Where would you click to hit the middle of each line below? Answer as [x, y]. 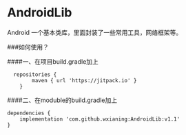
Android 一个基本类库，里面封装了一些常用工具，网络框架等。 [95, 32]
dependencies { [29, 113]
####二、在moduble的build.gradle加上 [62, 100]
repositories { [35, 74]
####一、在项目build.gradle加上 [53, 61]
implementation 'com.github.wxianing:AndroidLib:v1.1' [100, 119]
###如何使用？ [28, 47]
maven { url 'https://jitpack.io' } [84, 80]
